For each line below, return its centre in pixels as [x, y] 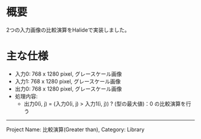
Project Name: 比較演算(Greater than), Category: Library [75, 129]
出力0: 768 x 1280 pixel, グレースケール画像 [68, 89]
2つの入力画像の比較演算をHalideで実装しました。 [68, 30]
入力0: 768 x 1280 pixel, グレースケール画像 [68, 74]
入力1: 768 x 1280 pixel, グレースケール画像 [68, 81]
